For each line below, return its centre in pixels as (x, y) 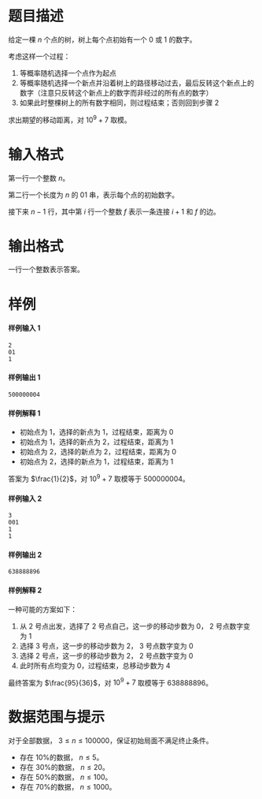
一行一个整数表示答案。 (46, 270)
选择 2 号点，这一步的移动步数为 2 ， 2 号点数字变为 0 (106, 655)
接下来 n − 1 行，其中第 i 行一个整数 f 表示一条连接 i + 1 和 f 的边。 (114, 211)
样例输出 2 (25, 554)
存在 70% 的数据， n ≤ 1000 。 (68, 787)
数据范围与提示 (57, 717)
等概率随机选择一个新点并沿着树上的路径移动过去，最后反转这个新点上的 (137, 83)
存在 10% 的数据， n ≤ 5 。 (61, 757)
